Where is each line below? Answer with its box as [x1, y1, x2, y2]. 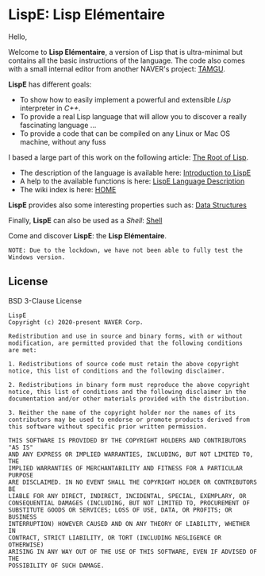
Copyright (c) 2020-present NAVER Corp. [8, 318, 144, 327]
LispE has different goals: [8, 79, 92, 89]
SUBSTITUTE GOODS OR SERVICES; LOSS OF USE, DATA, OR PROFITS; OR [8, 506, 232, 514]
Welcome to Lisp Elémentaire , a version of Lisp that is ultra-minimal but [8, 47, 244, 56]
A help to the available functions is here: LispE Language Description [19, 176, 245, 186]
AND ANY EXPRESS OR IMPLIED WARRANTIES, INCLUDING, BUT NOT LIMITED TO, [8, 450, 254, 458]
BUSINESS [8, 512, 37, 521]
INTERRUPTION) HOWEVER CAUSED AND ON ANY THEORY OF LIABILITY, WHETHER [8, 520, 250, 528]
